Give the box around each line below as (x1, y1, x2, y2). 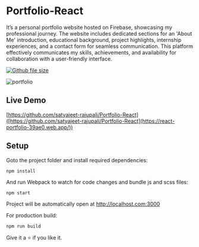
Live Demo (6, 95, 46, 105)
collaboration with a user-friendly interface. (6, 55, 113, 62)
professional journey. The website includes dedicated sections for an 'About (6, 30, 192, 37)
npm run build (6, 223, 42, 229)
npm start (6, 190, 31, 196)
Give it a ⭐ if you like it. (6, 234, 62, 241)
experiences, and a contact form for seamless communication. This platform (6, 43, 193, 50)
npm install (6, 168, 36, 174)
